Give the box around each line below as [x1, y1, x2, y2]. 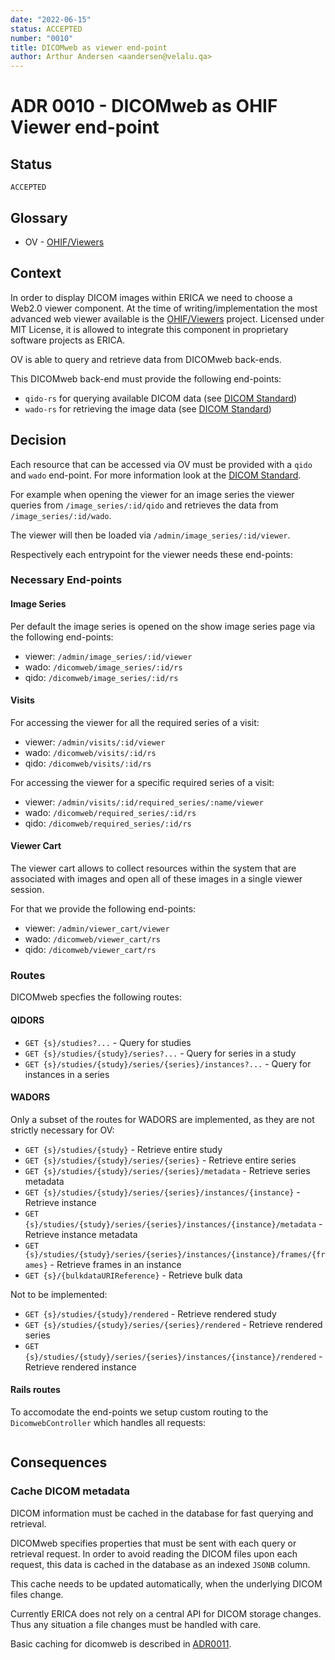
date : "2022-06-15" [10, 14, 92, 25]
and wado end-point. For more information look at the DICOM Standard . [10, 469, 302, 481]
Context [10, 265, 62, 282]
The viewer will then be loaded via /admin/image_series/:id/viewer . [10, 529, 291, 541]
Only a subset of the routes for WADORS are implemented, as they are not [10, 1113, 315, 1125]
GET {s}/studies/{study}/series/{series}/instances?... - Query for [24, 1057, 312, 1070]
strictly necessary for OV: [10, 1124, 115, 1136]
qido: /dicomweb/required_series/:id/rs [24, 817, 192, 829]
